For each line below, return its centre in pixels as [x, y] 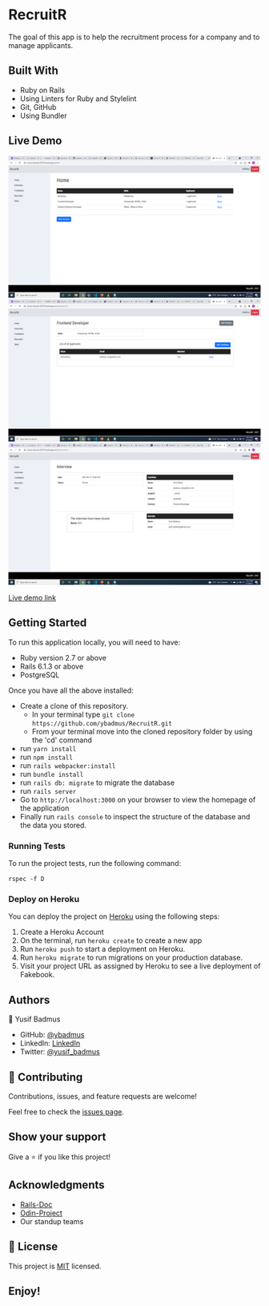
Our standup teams [52, 1221]
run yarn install [48, 748]
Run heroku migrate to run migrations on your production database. [131, 958]
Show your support [57, 1137]
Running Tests [37, 846]
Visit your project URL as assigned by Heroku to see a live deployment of [140, 966]
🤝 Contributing [46, 1077]
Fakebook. [37, 975]
